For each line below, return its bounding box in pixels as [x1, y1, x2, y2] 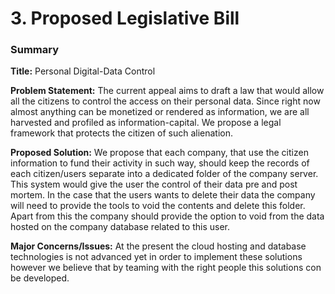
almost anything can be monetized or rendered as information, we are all [10, 106, 310, 118]
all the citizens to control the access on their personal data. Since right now [10, 95, 321, 107]
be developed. [10, 272, 70, 284]
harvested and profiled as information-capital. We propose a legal [10, 117, 282, 129]
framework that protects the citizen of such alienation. [10, 127, 234, 139]
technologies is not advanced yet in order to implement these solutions [10, 251, 303, 263]
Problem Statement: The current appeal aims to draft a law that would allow [10, 85, 325, 97]
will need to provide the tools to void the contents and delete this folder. [10, 200, 306, 212]
